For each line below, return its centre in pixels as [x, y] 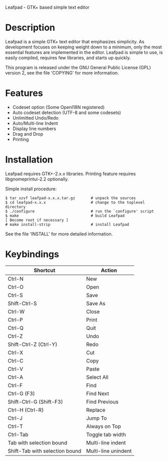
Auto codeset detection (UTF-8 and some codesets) [67, 112]
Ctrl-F [15, 385]
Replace [96, 410]
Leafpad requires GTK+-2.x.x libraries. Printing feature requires [70, 174]
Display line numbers [34, 129]
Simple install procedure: [31, 189]
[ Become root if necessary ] [37, 220]
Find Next [98, 393]
